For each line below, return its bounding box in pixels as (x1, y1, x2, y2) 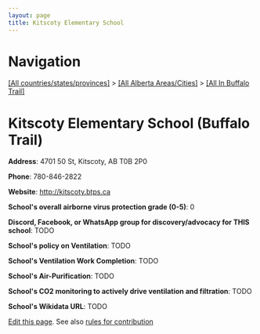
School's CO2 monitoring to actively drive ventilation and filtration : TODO (8, 287, 252, 296)
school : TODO (8, 226, 55, 235)
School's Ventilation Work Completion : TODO (8, 256, 159, 266)
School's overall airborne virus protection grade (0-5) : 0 (8, 202, 195, 212)
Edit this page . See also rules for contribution (8, 317, 154, 326)
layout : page (8, 11, 51, 20)
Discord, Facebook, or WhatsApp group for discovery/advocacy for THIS (8, 217, 250, 227)
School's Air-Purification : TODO (8, 271, 115, 281)
